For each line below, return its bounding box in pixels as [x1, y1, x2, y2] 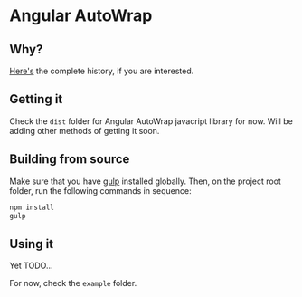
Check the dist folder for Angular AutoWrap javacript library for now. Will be [9, 115, 294, 127]
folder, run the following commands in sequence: [9, 185, 192, 196]
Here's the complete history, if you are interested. [9, 65, 194, 76]
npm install [9, 203, 54, 212]
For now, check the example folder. [9, 278, 137, 289]
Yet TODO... [9, 260, 53, 272]
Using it [9, 236, 54, 252]
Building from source [9, 151, 130, 168]
